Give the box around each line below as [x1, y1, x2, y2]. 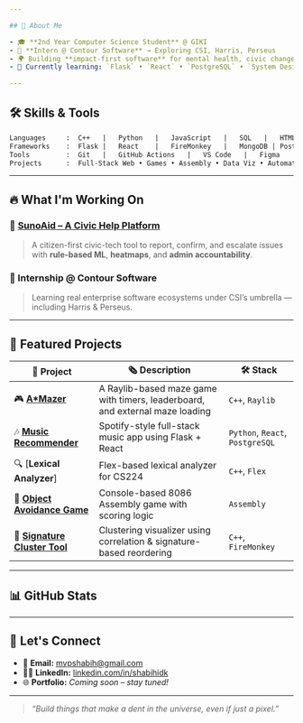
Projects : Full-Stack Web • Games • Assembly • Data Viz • [9, 159, 264, 168]
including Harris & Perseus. [31, 301, 133, 312]
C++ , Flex [228, 464, 267, 477]
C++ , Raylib [228, 394, 276, 406]
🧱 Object [14, 493, 52, 505]
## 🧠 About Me [9, 21, 63, 30]
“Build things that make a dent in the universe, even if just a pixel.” [31, 703, 280, 714]
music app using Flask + [98, 431, 202, 443]
